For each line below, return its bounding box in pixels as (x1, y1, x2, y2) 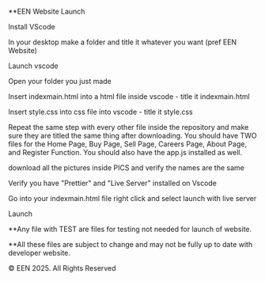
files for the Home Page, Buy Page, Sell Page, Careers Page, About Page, (8, 139, 248, 149)
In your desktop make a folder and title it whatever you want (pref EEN (8, 37, 237, 47)
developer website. (8, 249, 71, 257)
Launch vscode (8, 61, 59, 70)
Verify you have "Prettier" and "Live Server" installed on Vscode (8, 178, 218, 188)
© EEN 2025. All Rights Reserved (8, 264, 116, 272)
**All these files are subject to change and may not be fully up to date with (8, 240, 253, 249)
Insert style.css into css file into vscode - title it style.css (8, 107, 193, 116)
